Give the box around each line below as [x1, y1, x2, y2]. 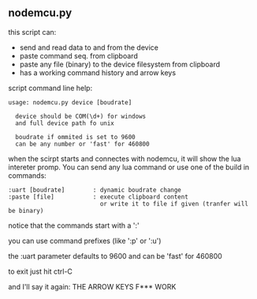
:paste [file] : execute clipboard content [8, 193, 189, 201]
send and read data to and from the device [19, 43, 159, 52]
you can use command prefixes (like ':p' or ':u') [8, 236, 162, 245]
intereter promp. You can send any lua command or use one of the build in [8, 162, 250, 172]
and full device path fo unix [15, 119, 114, 127]
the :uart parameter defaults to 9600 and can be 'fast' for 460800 [8, 251, 222, 260]
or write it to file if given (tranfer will [99, 199, 248, 208]
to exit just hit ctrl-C [8, 267, 73, 276]
